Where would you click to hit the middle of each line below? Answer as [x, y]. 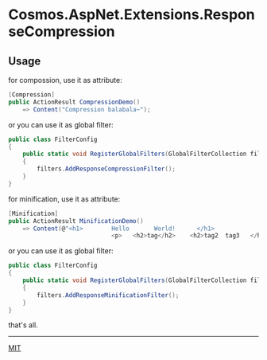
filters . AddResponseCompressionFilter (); [106, 169]
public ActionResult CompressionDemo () [74, 102]
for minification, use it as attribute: [64, 199]
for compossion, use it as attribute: [65, 80]
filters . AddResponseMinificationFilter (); [108, 295]
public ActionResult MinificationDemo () [76, 221]
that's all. [23, 325]
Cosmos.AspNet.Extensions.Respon [132, 15]
